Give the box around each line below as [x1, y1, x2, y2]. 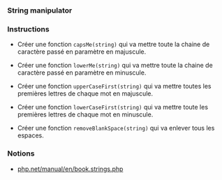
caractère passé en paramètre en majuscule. [17, 47, 147, 56]
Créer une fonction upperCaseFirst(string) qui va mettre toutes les [17, 82, 212, 91]
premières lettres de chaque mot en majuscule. [17, 89, 154, 98]
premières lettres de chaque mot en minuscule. [17, 110, 154, 119]
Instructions [7, 24, 50, 33]
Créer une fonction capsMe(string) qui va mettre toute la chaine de [17, 40, 210, 49]
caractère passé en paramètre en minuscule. [17, 68, 147, 77]
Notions [7, 149, 35, 158]
